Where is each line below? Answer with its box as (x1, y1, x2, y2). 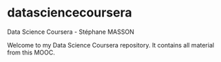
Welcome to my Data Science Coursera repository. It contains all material (7, 41, 215, 49)
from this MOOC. (7, 48, 55, 56)
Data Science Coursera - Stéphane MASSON (7, 28, 134, 36)
